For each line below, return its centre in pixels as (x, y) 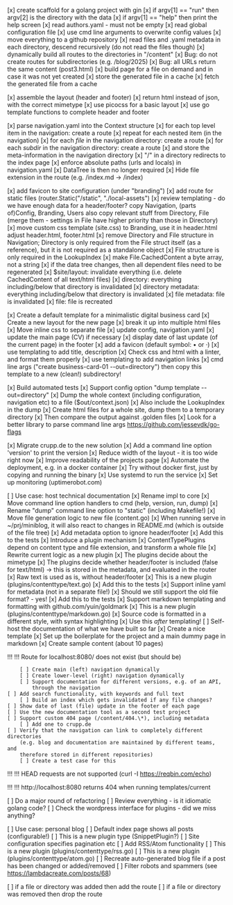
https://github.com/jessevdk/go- (174, 424)
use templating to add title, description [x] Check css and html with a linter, (114, 352)
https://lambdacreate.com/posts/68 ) (59, 873)
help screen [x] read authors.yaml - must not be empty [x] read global (107, 25)
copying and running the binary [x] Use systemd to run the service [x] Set (113, 475)
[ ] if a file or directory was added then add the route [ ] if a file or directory (114, 887)
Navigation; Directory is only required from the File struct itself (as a (104, 242)
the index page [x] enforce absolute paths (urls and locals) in (94, 162)
